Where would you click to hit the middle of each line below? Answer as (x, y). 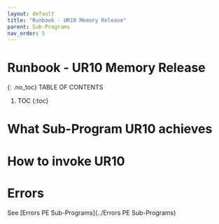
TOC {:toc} (33, 101)
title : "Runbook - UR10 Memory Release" (67, 20)
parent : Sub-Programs (39, 27)
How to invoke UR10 (66, 161)
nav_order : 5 (26, 33)
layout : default (31, 14)
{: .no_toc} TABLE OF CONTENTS (55, 87)
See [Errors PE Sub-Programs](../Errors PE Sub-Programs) (92, 212)
